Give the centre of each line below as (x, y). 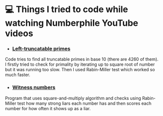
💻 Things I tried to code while (67, 10)
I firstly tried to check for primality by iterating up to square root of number (80, 64)
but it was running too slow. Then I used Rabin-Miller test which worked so (80, 70)
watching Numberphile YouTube (72, 23)
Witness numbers (34, 87)
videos (19, 33)
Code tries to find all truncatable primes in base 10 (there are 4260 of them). (82, 59)
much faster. (18, 75)
